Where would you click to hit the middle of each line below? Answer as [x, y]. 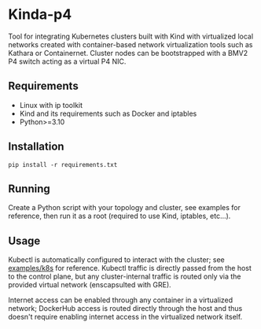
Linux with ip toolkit [51, 105]
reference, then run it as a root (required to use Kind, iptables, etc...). [119, 216]
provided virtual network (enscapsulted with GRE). [90, 285]
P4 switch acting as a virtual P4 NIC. [67, 61]
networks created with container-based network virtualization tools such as [130, 44]
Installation [36, 147]
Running [29, 189]
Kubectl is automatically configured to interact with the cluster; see [117, 260]
